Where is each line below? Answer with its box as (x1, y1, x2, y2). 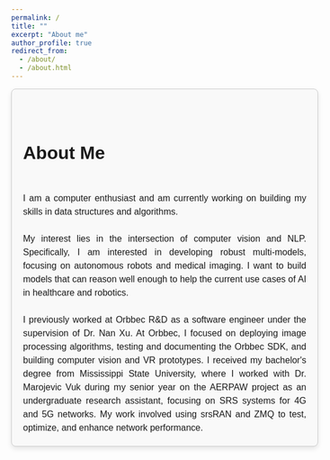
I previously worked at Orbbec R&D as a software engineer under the (22, 314, 307, 325)
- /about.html (19, 64, 72, 73)
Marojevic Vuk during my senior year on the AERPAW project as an (22, 382, 307, 392)
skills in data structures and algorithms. (22, 206, 179, 217)
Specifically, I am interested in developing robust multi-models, (22, 247, 307, 257)
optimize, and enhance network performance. (22, 422, 204, 433)
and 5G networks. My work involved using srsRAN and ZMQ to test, (22, 409, 307, 419)
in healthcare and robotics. (22, 287, 129, 298)
